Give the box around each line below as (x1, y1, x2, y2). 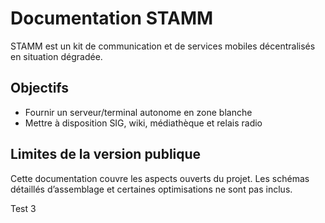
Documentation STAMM (10, 7, 214, 30)
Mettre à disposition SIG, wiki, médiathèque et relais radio (24, 117, 263, 129)
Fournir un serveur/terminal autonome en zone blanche (24, 106, 253, 118)
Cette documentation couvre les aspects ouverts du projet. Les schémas (10, 172, 310, 184)
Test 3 (10, 202, 37, 214)
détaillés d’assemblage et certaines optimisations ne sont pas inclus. (10, 183, 293, 195)
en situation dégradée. (10, 50, 103, 62)
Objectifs (10, 80, 70, 97)
